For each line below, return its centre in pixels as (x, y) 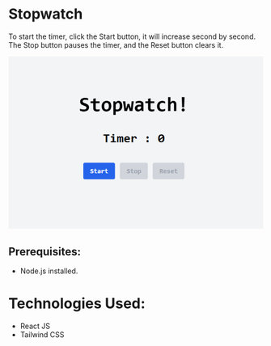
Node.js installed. (49, 271)
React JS (35, 326)
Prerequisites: (44, 251)
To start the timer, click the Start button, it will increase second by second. (132, 36)
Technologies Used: (77, 304)
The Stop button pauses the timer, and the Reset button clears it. (116, 44)
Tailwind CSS (42, 334)
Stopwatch (46, 14)
